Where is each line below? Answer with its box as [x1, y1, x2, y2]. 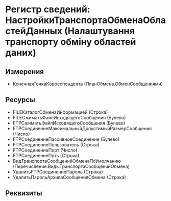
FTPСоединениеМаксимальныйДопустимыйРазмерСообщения [12, 125, 152, 131]
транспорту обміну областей [5, 36, 136, 48]
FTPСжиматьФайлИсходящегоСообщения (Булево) [12, 120, 126, 126]
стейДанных [5, 26, 63, 37]
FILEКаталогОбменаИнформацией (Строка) [12, 109, 108, 115]
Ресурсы [5, 95, 36, 104]
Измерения [5, 67, 44, 76]
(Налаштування [64, 26, 135, 37]
